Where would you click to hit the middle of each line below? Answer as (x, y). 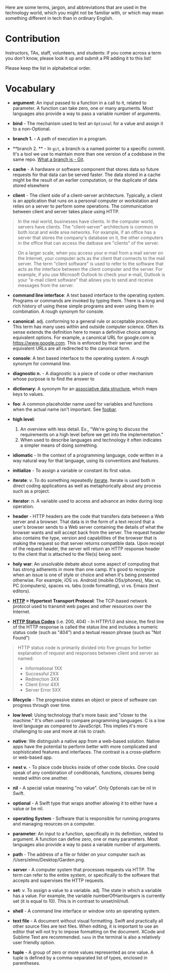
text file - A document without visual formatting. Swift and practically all (88, 921)
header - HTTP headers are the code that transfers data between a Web (88, 516)
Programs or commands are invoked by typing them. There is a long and (88, 300)
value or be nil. (28, 808)
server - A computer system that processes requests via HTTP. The (84, 869)
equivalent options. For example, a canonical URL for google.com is (83, 337)
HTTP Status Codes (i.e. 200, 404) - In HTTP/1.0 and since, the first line (88, 621)
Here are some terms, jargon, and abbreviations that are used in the (76, 7)
